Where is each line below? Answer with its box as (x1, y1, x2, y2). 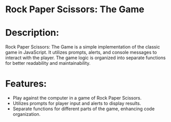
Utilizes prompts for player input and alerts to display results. (12, 101, 141, 107)
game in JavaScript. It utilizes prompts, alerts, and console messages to (5, 50, 157, 56)
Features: (5, 78, 47, 90)
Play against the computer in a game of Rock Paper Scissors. (12, 95, 142, 101)
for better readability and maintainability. (5, 60, 91, 66)
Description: (5, 27, 59, 39)
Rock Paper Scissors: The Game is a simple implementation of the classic (5, 44, 160, 50)
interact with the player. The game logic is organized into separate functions (5, 55, 166, 61)
